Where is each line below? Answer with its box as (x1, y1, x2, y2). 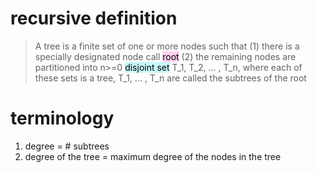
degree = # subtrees (24, 140, 110, 152)
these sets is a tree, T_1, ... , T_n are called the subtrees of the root (34, 72, 307, 84)
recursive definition (10, 7, 178, 30)
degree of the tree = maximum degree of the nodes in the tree (24, 150, 282, 162)
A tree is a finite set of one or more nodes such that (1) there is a (34, 40, 300, 52)
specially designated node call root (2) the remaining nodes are (34, 50, 297, 62)
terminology (10, 107, 115, 130)
